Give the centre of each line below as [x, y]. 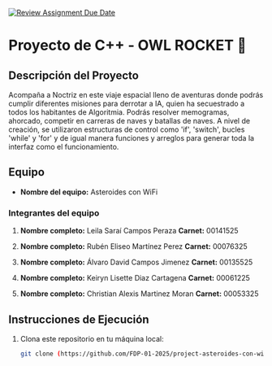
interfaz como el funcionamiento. [64, 147]
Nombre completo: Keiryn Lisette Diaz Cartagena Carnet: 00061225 [135, 278]
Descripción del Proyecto [74, 75]
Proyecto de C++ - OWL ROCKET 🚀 [127, 46]
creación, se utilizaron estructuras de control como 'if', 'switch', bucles [127, 129]
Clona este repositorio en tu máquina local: [92, 338]
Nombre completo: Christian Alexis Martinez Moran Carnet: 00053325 [139, 294]
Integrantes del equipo [54, 213]
